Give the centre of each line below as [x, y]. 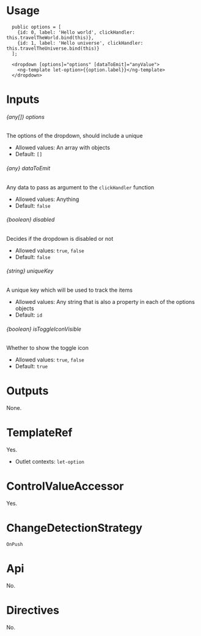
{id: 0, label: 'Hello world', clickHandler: [76, 32]
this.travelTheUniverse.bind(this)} [53, 48]
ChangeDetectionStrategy [74, 528]
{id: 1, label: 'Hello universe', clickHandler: [80, 43]
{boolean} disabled [31, 220]
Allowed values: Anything [47, 199]
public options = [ [37, 27]
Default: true [31, 366]
